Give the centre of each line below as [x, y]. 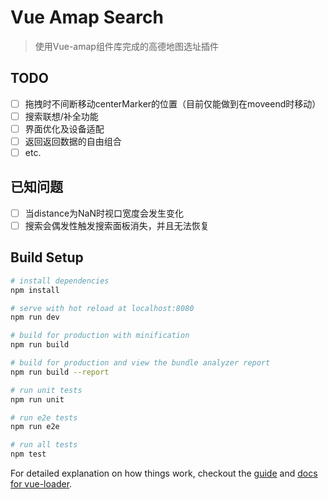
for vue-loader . [41, 484]
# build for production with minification [100, 336]
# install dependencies [60, 281]
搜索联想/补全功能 [61, 116]
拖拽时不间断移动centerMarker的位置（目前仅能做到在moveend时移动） [173, 103]
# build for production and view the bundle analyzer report [140, 363]
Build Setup [47, 257]
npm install [35, 290]
